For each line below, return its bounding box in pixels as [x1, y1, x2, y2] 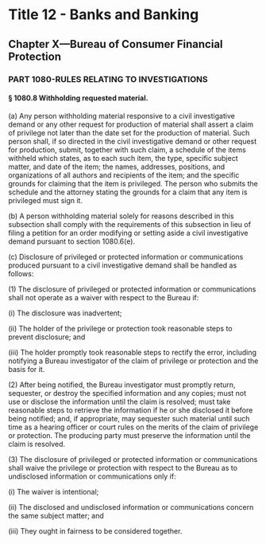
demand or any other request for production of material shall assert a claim [8, 119, 254, 129]
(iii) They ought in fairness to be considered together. [8, 526, 183, 535]
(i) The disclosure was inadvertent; [8, 308, 122, 318]
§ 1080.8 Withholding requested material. [8, 93, 148, 103]
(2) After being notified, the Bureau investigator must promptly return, [8, 380, 236, 389]
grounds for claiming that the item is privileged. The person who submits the [8, 178, 258, 188]
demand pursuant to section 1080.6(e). [8, 237, 136, 246]
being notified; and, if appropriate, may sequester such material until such [8, 413, 250, 423]
